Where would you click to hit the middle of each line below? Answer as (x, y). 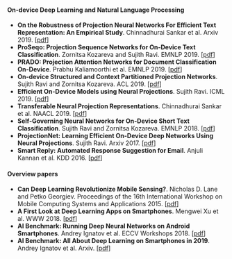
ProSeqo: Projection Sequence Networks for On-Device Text (106, 47)
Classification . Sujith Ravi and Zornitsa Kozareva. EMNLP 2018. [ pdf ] (116, 128)
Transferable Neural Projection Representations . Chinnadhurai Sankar (119, 106)
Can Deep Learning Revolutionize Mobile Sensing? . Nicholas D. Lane (117, 189)
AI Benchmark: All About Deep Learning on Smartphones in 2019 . (114, 241)
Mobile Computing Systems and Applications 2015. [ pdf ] (98, 204)
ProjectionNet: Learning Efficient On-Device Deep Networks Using (115, 136)
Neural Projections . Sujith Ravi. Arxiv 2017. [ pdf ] (86, 143)
